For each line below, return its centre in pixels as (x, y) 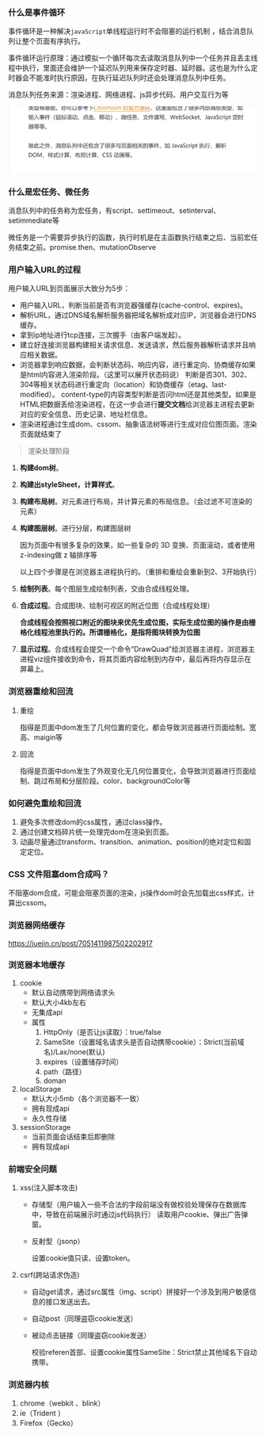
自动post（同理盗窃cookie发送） (84, 1318)
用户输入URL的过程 (45, 270)
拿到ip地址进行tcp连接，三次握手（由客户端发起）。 (103, 335)
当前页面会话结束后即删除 (73, 1136)
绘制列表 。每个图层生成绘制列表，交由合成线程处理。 (106, 589)
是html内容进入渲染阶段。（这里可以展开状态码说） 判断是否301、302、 (135, 375)
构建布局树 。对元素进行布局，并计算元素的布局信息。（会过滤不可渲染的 (136, 502)
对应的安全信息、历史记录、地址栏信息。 (85, 415)
